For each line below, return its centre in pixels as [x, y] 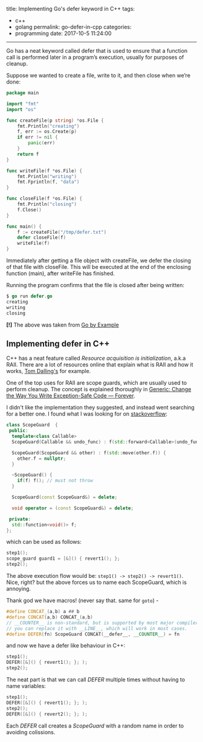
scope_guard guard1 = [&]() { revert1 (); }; [63, 559]
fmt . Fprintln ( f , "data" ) [48, 182]
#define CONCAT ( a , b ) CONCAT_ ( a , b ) [50, 617]
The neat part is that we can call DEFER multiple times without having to [96, 680]
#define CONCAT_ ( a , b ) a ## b [43, 612]
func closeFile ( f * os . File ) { [44, 199]
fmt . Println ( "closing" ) [47, 204]
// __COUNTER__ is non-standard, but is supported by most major [90, 623]
